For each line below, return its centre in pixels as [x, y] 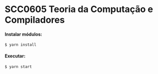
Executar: [15, 56]
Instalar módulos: [23, 34]
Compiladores [35, 20]
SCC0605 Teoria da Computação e [79, 9]
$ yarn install [21, 45]
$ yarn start [18, 66]
